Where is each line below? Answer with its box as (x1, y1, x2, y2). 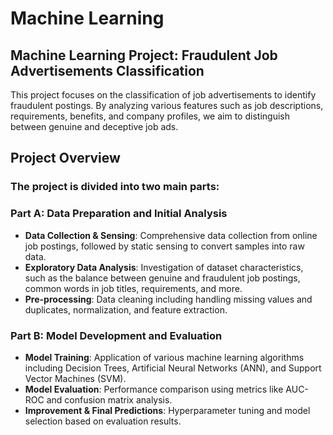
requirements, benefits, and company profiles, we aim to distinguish (10, 110, 290, 122)
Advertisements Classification (10, 62, 205, 79)
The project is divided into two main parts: (10, 180, 220, 194)
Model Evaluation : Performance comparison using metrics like (24, 383, 284, 395)
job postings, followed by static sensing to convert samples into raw (24, 240, 305, 252)
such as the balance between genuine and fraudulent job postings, (24, 272, 301, 284)
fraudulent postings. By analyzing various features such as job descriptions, (10, 100, 324, 111)
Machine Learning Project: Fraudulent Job (10, 47, 278, 64)
